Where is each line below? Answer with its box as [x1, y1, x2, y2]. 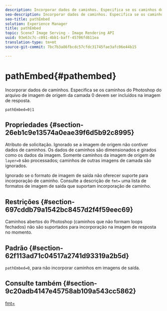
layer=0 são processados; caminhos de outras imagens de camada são [5, 158, 152, 164]
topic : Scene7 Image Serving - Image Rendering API [5, 30, 114, 35]
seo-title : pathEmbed [5, 16, 50, 21]
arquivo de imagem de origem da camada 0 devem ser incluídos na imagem [5, 92, 161, 98]
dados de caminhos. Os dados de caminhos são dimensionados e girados [5, 147, 157, 153]
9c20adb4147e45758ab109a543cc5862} [5, 287, 137, 296]
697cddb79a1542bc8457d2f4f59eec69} [5, 205, 133, 214]
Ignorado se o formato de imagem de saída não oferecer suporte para [5, 173, 148, 179]
